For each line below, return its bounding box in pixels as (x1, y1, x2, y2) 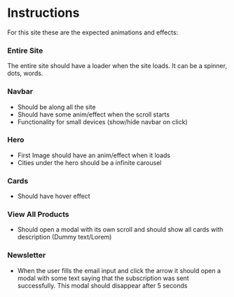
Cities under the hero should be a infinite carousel (17, 158, 162, 166)
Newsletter (7, 251, 46, 260)
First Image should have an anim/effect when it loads (17, 151, 170, 159)
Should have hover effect (17, 192, 90, 201)
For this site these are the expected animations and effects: (7, 28, 179, 37)
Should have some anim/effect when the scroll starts (17, 110, 170, 119)
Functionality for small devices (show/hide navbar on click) (17, 117, 188, 126)
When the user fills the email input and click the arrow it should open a (17, 266, 221, 275)
